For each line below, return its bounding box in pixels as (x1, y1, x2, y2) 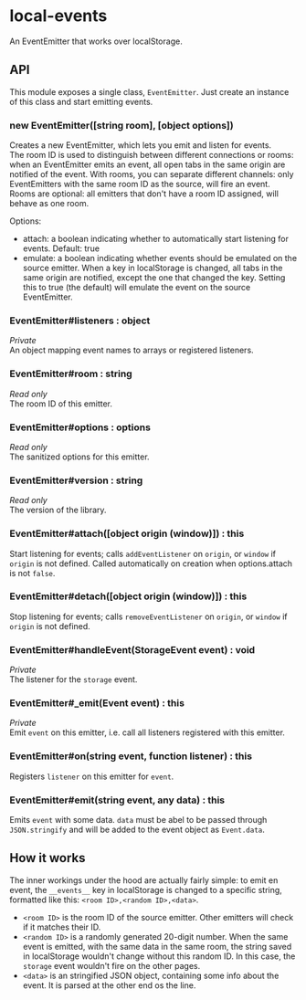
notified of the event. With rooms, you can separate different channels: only (9, 169, 294, 180)
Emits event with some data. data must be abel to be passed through (9, 815, 268, 826)
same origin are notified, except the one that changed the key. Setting (22, 272, 286, 283)
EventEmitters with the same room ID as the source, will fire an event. (9, 179, 271, 190)
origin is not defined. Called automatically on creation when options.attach (9, 558, 293, 569)
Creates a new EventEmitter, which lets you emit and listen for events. (9, 140, 272, 151)
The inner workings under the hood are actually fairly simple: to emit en (9, 874, 279, 886)
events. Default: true (22, 243, 100, 254)
